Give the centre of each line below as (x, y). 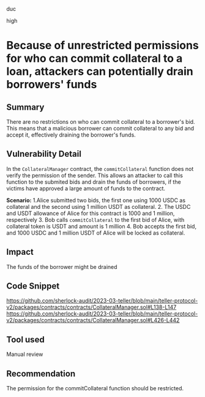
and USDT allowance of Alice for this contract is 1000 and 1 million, (91, 213)
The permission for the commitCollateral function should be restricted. (95, 388)
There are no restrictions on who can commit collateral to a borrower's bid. (101, 122)
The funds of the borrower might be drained (62, 267)
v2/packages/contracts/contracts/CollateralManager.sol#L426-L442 (93, 320)
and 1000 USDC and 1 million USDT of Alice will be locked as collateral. (96, 233)
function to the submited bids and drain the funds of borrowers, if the (94, 182)
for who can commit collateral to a (95, 59)
